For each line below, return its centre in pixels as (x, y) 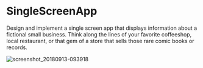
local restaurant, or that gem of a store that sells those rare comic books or (100, 41)
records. (17, 47)
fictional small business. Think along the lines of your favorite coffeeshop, (99, 34)
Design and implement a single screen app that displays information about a (102, 28)
